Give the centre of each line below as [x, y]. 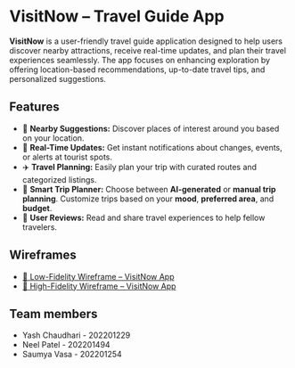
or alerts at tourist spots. [67, 157]
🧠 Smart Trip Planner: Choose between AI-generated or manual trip [149, 189]
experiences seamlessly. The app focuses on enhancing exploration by [139, 60]
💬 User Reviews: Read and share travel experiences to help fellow [143, 217]
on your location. [53, 138]
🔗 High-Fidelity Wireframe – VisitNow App [99, 286]
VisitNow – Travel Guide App [117, 16]
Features [34, 107]
